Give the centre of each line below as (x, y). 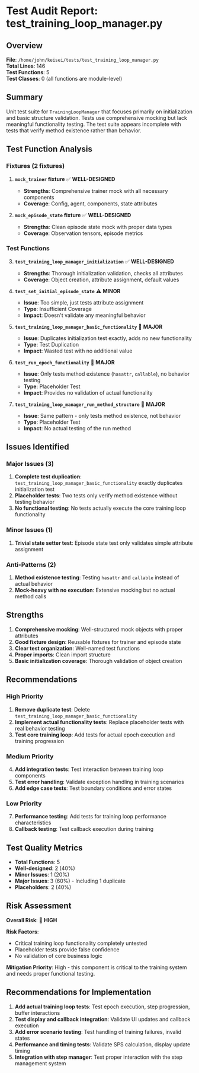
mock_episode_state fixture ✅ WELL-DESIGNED (73, 215)
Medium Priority (30, 756)
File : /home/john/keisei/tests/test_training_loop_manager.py (82, 60)
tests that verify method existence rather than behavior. (74, 130)
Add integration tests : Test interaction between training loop (89, 769)
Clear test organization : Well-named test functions (77, 648)
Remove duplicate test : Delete (52, 709)
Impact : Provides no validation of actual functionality (88, 392)
